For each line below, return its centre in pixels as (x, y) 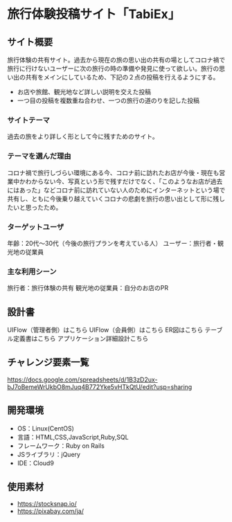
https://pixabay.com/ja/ (51, 511)
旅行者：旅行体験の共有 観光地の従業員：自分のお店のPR (88, 288)
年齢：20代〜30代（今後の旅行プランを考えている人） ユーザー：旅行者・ (113, 243)
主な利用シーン (32, 271)
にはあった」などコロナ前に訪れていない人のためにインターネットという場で (116, 190)
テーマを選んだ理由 (39, 156)
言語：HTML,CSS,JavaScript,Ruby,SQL (73, 437)
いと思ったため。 (37, 207)
